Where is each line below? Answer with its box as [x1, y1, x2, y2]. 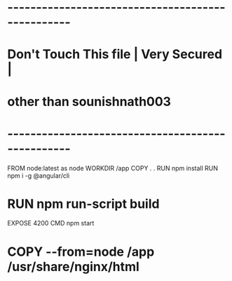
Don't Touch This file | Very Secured [7, 46, 223, 63]
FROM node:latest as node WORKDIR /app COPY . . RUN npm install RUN [7, 164, 219, 172]
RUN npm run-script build [7, 196, 160, 211]
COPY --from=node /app [7, 244, 155, 259]
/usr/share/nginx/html [7, 259, 140, 275]
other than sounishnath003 [7, 93, 172, 110]
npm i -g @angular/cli [7, 171, 70, 180]
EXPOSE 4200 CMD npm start [7, 219, 95, 228]
